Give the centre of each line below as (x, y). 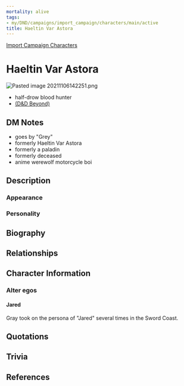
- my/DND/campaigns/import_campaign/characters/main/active (82, 23)
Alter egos (22, 291)
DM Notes (25, 122)
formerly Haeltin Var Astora (48, 143)
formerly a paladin (37, 149)
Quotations (27, 336)
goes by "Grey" (34, 137)
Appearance (24, 198)
